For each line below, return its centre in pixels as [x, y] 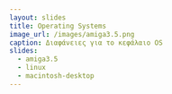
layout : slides [38, 17]
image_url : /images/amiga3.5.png [72, 34]
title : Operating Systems [58, 26]
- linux [32, 68]
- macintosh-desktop [56, 76]
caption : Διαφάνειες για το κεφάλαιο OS [86, 43]
